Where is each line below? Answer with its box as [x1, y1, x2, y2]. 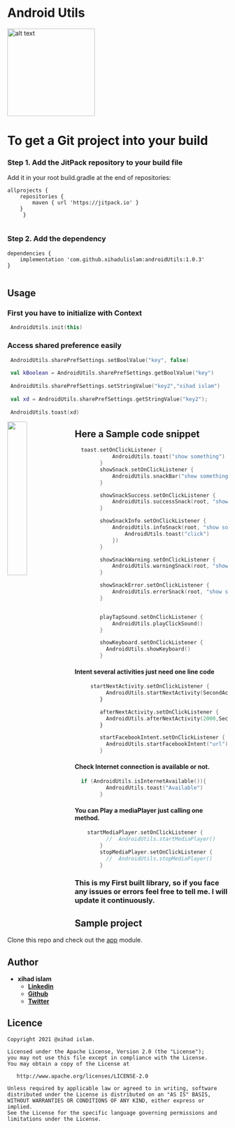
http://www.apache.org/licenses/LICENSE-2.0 [16, 1073, 149, 1080]
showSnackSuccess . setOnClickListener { [99, 492, 216, 499]
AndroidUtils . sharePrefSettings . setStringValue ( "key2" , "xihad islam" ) [10, 383, 220, 390]
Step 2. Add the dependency [7, 234, 106, 244]
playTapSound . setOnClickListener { [99, 613, 204, 620]
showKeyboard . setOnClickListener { [99, 639, 204, 646]
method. [74, 814, 100, 822]
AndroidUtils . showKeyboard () [106, 646, 191, 653]
